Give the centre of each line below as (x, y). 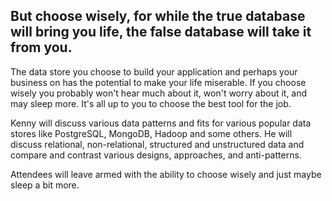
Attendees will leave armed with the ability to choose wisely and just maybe (166, 174)
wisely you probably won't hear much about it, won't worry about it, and (159, 93)
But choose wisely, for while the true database (158, 16)
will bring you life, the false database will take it (161, 32)
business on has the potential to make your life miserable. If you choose (158, 82)
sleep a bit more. (45, 185)
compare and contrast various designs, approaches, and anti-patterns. (156, 155)
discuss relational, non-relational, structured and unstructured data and (157, 144)
